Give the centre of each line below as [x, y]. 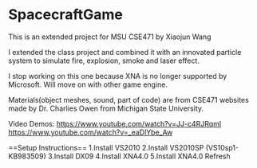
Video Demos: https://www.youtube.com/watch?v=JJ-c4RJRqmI [115, 123]
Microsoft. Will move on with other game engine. [88, 84]
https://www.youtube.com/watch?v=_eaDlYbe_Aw [91, 132]
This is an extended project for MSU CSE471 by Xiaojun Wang [110, 37]
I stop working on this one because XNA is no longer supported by [118, 76]
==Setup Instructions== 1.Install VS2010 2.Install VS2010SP [106, 147]
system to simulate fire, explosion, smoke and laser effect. [104, 61]
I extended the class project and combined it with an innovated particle [125, 52]
